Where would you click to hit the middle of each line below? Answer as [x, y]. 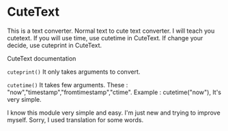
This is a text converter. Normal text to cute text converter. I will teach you [111, 31]
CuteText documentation [42, 58]
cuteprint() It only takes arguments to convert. [74, 72]
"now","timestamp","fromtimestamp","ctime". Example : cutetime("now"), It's [114, 92]
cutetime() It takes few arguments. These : [68, 85]
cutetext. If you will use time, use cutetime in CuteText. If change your [105, 38]
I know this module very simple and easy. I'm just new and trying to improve [114, 113]
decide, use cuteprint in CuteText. [55, 45]
